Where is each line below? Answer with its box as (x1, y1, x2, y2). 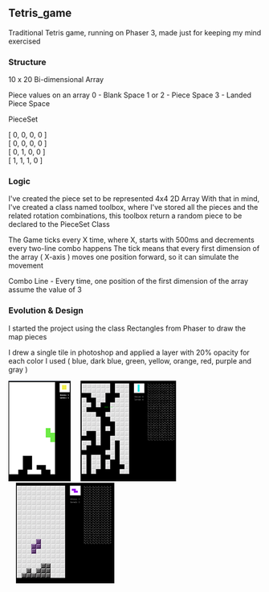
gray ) (8, 364, 28, 374)
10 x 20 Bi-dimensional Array (8, 75, 104, 84)
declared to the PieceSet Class (8, 220, 111, 229)
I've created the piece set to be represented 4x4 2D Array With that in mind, (8, 194, 260, 203)
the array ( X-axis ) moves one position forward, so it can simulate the (8, 253, 239, 262)
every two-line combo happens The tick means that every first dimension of (8, 244, 260, 253)
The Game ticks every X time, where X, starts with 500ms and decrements (8, 235, 255, 245)
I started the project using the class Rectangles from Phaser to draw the (8, 323, 247, 333)
